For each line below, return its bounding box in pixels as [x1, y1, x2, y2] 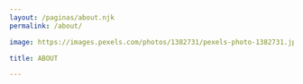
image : [9, 38, 34, 46]
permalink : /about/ [9, 21, 83, 30]
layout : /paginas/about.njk [9, 13, 115, 22]
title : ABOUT [9, 54, 59, 63]
